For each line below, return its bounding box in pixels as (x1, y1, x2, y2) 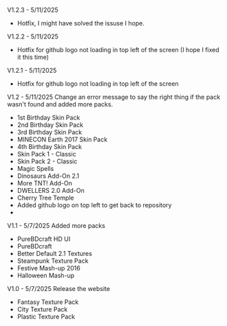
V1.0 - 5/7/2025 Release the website (7, 285, 110, 292)
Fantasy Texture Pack (17, 298, 79, 306)
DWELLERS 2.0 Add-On (17, 187, 85, 194)
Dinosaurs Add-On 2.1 (17, 172, 80, 180)
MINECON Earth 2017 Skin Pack (17, 135, 108, 143)
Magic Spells (17, 165, 54, 172)
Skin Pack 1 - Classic (17, 150, 77, 158)
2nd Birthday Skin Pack (17, 121, 84, 129)
